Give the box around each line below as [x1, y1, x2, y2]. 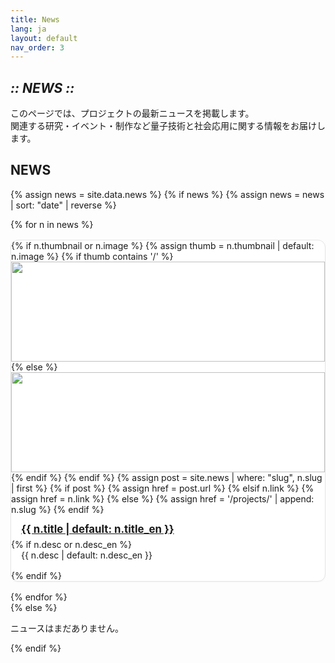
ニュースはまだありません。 [10, 622, 124, 634]
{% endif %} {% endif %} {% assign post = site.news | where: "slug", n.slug [11, 471, 323, 483]
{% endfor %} [10, 591, 68, 603]
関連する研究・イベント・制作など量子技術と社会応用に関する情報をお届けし [10, 120, 326, 132]
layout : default [10, 33, 78, 43]
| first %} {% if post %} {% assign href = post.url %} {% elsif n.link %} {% [11, 482, 315, 494]
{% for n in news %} [10, 218, 94, 230]
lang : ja [10, 24, 47, 34]
